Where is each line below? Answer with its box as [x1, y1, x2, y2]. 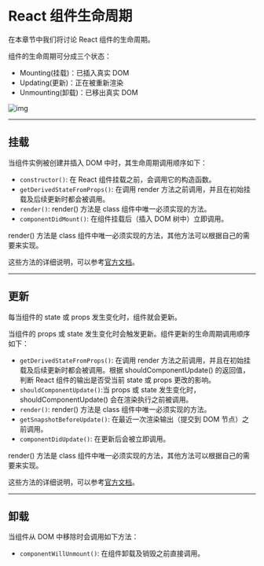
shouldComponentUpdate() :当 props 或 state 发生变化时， [19, 384, 200, 394]
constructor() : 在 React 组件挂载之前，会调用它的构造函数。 [19, 175, 216, 184]
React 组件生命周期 [8, 7, 133, 25]
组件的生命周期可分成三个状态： [8, 51, 112, 61]
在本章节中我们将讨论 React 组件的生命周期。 [8, 35, 155, 44]
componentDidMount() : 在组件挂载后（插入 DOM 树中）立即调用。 [19, 214, 229, 223]
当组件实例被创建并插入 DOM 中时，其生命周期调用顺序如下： [8, 158, 208, 167]
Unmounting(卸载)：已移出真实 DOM [19, 87, 139, 97]
